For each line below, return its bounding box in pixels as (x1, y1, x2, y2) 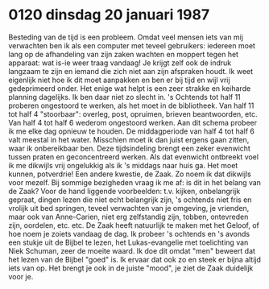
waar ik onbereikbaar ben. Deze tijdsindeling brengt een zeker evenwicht (8, 143, 251, 153)
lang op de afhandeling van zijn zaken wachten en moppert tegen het (8, 49, 239, 59)
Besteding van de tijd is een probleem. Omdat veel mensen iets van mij (8, 32, 244, 42)
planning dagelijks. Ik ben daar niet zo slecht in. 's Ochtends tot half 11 (8, 92, 242, 101)
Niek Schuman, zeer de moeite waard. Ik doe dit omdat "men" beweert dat (8, 246, 256, 255)
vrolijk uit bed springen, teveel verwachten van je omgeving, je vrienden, (8, 203, 250, 213)
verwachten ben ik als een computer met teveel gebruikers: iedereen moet (8, 40, 256, 50)
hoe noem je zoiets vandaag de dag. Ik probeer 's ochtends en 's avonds (8, 229, 250, 238)
